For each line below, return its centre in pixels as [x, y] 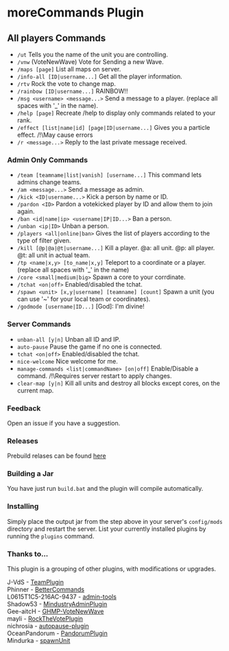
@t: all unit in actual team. [53, 255]
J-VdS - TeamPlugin [35, 582]
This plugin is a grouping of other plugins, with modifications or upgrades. [112, 569]
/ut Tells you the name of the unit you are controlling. [92, 54]
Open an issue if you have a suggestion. [64, 423]
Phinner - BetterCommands [46, 590]
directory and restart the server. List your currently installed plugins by [107, 529]
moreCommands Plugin [75, 13]
